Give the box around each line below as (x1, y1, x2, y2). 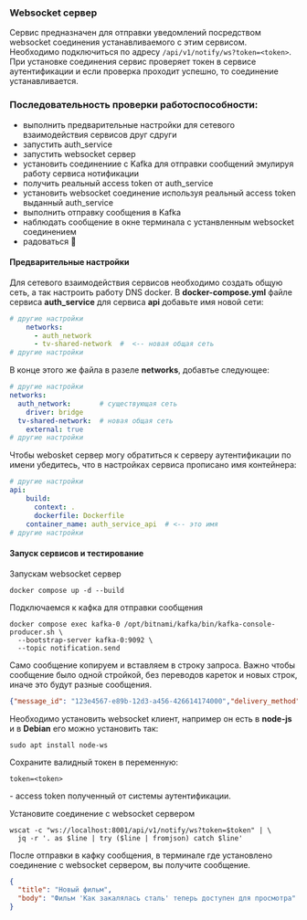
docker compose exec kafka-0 (9, 619, 121, 629)
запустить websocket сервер (22, 148, 136, 159)
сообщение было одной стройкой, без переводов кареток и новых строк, (9, 669, 298, 680)
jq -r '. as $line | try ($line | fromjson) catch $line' (17, 833, 244, 842)
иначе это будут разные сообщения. (9, 679, 153, 690)
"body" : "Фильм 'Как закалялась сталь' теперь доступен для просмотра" (17, 894, 297, 904)
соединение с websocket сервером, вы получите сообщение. (9, 859, 251, 870)
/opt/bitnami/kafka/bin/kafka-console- (123, 619, 276, 629)
